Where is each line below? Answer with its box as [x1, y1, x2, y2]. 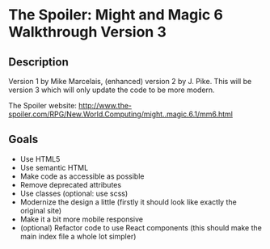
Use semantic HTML [19, 162, 89, 172]
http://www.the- [78, 101, 132, 110]
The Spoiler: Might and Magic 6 [8, 6, 224, 24]
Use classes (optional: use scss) [19, 188, 129, 198]
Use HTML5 [19, 154, 61, 163]
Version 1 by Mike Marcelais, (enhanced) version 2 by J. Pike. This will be [8, 77, 252, 86]
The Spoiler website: [8, 101, 77, 110]
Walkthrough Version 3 [8, 23, 167, 41]
